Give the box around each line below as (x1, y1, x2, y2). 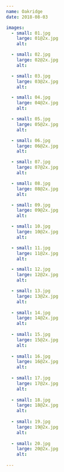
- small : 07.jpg (11, 159, 51, 165)
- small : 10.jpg (11, 223, 51, 229)
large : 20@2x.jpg (16, 446, 59, 452)
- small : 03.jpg (11, 73, 51, 79)
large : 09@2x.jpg (16, 208, 59, 213)
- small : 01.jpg (11, 30, 51, 36)
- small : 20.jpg (11, 440, 51, 446)
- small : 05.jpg (11, 116, 51, 122)
